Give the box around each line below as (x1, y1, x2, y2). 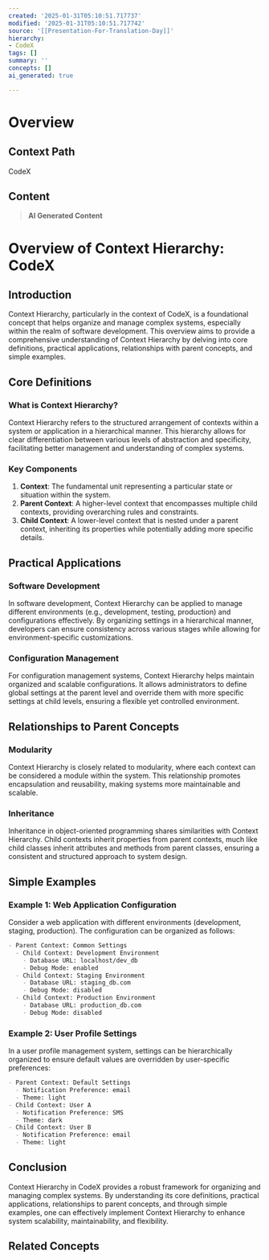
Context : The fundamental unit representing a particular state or (19, 481, 233, 491)
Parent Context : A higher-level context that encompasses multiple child (19, 499, 258, 509)
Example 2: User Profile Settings (8, 1028, 137, 1039)
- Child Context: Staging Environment (15, 972, 146, 980)
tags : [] (8, 49, 38, 57)
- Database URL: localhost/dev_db (22, 956, 138, 964)
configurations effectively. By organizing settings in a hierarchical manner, (8, 616, 254, 625)
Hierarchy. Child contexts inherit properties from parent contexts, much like (8, 835, 259, 845)
